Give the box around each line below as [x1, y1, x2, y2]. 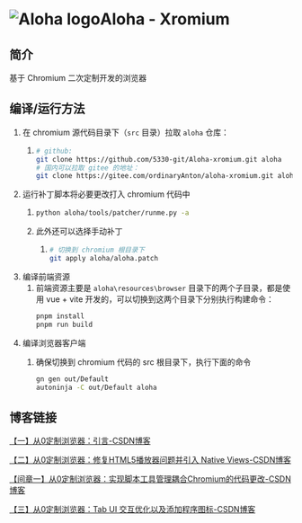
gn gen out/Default [35, 374, 110, 384]
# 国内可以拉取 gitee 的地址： [35, 163, 139, 173]
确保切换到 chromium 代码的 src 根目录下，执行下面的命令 [35, 356, 252, 368]
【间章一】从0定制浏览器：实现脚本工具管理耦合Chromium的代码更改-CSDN [9, 474, 292, 484]
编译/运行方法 [9, 102, 85, 117]
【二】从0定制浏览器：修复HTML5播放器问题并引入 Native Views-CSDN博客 [9, 455, 292, 465]
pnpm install [35, 311, 85, 321]
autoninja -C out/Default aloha [35, 383, 157, 392]
